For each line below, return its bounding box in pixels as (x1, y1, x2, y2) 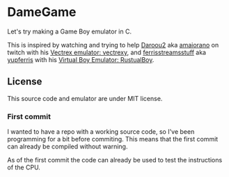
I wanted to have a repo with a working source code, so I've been (7, 128, 195, 136)
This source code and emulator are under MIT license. (7, 94, 163, 102)
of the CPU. (7, 163, 40, 171)
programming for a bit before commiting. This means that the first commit (7, 135, 219, 144)
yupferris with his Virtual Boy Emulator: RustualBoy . (7, 55, 155, 63)
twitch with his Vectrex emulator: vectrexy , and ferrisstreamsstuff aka (7, 48, 207, 56)
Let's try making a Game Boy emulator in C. (7, 27, 132, 36)
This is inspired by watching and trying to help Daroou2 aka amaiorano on (7, 40, 219, 49)
